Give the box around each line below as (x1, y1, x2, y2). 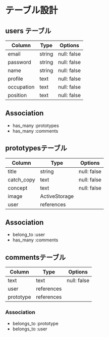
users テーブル (5, 26, 51, 35)
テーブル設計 (5, 5, 58, 16)
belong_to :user (12, 232, 45, 238)
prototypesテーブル (5, 144, 67, 152)
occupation (8, 83, 35, 90)
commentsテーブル (5, 253, 66, 262)
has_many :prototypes (12, 122, 59, 129)
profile (8, 75, 24, 82)
